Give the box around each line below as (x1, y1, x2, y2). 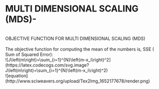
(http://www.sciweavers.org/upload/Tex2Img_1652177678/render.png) (5, 78, 150, 84)
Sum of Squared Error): (5, 51, 54, 57)
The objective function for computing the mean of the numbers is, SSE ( (5, 46, 154, 52)
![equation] (5, 72, 28, 78)
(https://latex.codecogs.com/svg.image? (5, 62, 90, 68)
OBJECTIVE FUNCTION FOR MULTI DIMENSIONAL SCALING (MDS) (5, 35, 146, 41)
